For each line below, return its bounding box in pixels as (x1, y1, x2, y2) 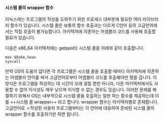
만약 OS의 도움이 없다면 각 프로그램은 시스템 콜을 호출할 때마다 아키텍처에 (5, 69, 146, 74)
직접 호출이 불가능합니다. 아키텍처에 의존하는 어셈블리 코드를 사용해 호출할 (14, 28, 156, 34)
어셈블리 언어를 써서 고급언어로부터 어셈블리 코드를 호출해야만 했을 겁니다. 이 (10, 74, 157, 80)
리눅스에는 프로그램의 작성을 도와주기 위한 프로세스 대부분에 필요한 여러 (5, 16, 141, 22)
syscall (5, 59, 21, 64)
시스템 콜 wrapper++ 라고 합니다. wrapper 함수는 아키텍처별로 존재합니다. (16, 99, 159, 105)
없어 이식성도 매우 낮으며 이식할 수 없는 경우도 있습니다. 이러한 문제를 (19, 87, 152, 93)
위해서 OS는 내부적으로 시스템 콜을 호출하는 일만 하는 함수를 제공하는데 (18, 93, 154, 99)
